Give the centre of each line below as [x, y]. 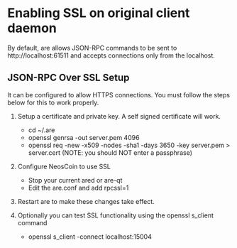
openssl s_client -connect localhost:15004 [90, 237]
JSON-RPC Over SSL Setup [68, 78]
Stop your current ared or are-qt [75, 180]
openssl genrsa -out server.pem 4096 [84, 137]
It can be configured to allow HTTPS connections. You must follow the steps [119, 95]
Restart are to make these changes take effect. [86, 201]
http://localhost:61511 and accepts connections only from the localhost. [111, 55]
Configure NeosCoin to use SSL [64, 166]
